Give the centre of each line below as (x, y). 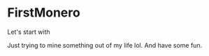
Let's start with (29, 32)
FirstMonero (44, 13)
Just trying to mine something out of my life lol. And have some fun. (105, 45)
